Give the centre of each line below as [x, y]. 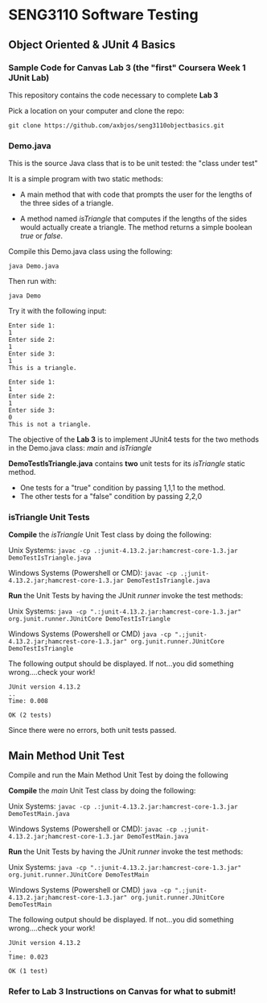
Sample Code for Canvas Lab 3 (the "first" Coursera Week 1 [127, 68]
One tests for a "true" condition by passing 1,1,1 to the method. [123, 488]
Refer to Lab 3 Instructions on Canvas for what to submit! [122, 992]
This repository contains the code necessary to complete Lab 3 [113, 95]
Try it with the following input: [58, 311]
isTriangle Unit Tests [49, 518]
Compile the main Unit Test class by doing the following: [102, 791]
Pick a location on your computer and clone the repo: [97, 110]
